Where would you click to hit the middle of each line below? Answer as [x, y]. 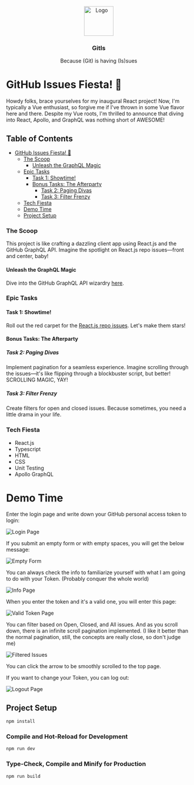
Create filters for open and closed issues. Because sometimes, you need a [96, 408]
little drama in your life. [34, 415]
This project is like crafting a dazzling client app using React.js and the [91, 244]
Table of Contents [40, 139]
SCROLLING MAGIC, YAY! [37, 380]
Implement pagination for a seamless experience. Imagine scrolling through [97, 367]
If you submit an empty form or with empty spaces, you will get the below [95, 543]
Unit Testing [29, 468]
